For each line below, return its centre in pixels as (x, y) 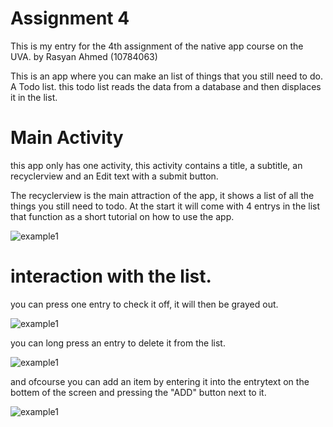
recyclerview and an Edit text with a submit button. (114, 176)
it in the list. (34, 97)
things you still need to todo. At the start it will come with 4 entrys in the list (165, 206)
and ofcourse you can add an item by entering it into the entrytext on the (160, 381)
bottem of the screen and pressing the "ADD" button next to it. (138, 392)
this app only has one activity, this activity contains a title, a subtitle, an (156, 165)
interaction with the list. (111, 276)
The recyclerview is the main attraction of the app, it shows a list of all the (162, 195)
